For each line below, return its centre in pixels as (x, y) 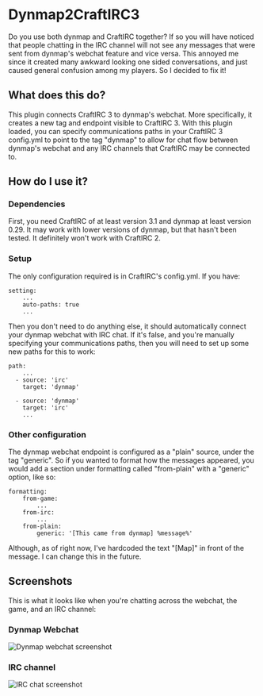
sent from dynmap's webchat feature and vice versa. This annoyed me (124, 53)
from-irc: (39, 513)
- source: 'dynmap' (48, 401)
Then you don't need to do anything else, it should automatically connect (128, 326)
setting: (23, 290)
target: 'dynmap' (51, 386)
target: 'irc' (46, 408)
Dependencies (37, 204)
